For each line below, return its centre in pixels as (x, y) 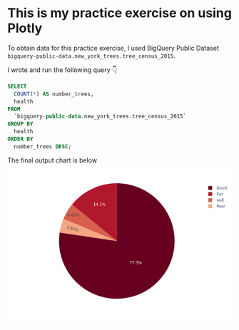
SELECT (17, 86)
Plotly (25, 28)
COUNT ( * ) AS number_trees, (54, 94)
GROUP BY (20, 124)
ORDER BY (20, 139)
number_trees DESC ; (43, 146)
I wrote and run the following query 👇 (62, 70)
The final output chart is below (52, 160)
